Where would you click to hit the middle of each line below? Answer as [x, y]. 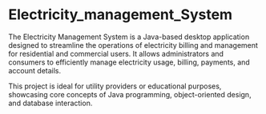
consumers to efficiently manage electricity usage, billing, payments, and [129, 62]
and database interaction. [50, 103]
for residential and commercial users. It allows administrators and [116, 53]
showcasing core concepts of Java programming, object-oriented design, [130, 94]
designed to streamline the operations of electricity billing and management [133, 45]
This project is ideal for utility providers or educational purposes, [115, 86]
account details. [35, 70]
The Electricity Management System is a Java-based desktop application [129, 37]
